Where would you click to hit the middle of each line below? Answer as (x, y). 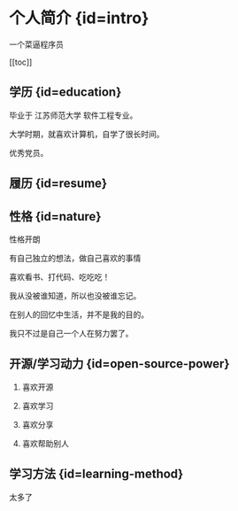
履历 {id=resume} (58, 184)
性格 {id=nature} (55, 217)
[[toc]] (21, 62)
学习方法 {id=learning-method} (96, 474)
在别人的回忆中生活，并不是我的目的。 (79, 314)
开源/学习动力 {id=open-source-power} (119, 364)
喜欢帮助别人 (45, 443)
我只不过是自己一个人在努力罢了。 (71, 333)
